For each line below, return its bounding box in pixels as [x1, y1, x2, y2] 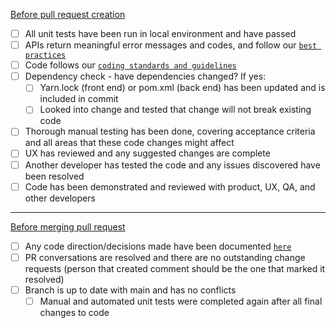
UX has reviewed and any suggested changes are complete [24, 147, 271, 159]
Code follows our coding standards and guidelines [24, 59, 237, 71]
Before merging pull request [10, 220, 126, 233]
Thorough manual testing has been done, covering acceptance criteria [24, 125, 316, 138]
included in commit [39, 93, 119, 105]
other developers [24, 192, 96, 204]
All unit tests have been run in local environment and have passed [24, 28, 297, 39]
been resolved [24, 170, 85, 182]
